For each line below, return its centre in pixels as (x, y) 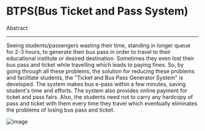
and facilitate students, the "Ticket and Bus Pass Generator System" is (95, 78)
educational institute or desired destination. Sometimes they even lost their (100, 58)
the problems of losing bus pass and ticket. (60, 110)
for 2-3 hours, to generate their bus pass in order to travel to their (88, 52)
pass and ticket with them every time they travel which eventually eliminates (102, 103)
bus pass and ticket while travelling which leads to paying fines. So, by (95, 64)
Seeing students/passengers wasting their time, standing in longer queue (99, 45)
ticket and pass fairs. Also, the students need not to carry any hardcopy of (100, 97)
